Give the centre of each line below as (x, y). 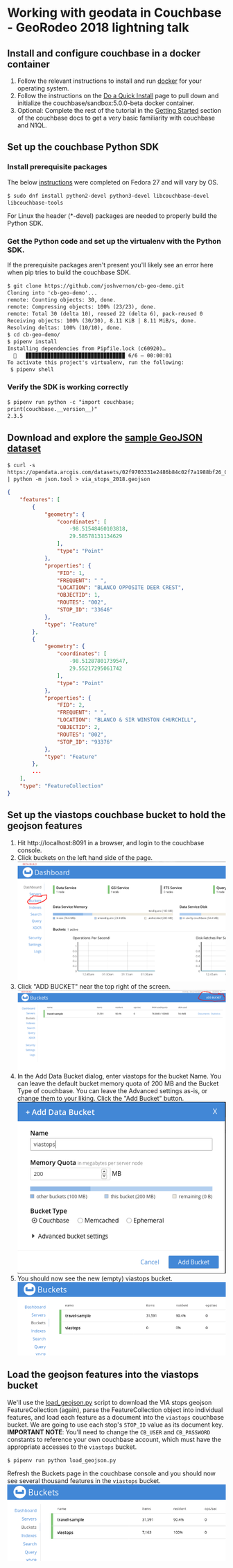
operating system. (43, 88)
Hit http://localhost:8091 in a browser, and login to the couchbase (111, 842)
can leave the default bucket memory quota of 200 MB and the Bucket (118, 1083)
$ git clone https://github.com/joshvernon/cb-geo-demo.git (96, 286)
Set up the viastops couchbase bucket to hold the (116, 815)
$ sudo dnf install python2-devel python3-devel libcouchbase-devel (108, 196)
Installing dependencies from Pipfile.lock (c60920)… (87, 348)
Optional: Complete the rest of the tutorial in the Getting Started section (119, 110)
